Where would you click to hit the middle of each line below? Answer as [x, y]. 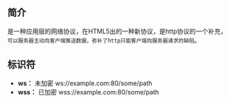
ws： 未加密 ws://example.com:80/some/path [85, 83]
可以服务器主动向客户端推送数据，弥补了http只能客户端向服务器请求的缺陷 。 [104, 40]
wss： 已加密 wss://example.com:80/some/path [88, 92]
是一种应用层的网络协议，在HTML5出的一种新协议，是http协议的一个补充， [117, 31]
